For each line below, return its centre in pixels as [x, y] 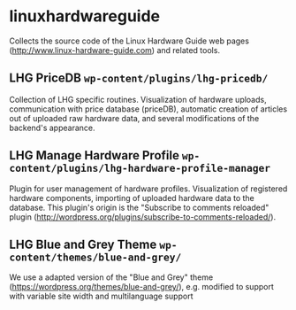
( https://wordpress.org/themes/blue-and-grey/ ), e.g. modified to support [141, 287]
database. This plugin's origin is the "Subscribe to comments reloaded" [139, 207]
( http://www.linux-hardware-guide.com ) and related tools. [115, 50]
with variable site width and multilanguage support [101, 296]
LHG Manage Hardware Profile [94, 155]
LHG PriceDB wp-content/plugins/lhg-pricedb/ [139, 78]
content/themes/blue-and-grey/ [95, 257]
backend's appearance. [52, 128]
